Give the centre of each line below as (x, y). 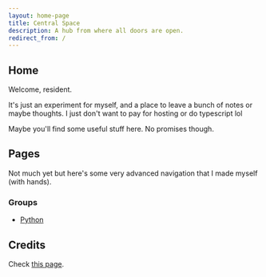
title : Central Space (44, 23)
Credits (27, 245)
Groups (23, 202)
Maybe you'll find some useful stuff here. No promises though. (111, 129)
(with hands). (30, 181)
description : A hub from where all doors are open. (96, 30)
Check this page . (36, 263)
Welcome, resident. (40, 89)
